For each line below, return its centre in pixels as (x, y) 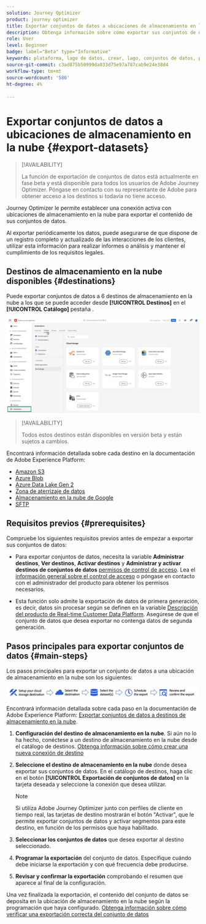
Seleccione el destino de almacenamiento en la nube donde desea (101, 765)
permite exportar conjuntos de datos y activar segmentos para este (100, 821)
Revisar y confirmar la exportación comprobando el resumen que (99, 876)
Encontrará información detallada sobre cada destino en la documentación (101, 453)
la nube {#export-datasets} (78, 148)
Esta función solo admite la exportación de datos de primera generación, (107, 601)
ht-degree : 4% (25, 84)
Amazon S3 (30, 472)
